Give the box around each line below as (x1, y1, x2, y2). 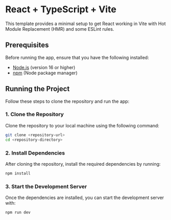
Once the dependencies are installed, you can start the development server (5, 194, 164, 201)
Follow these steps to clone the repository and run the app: (5, 98, 130, 104)
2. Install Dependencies (5, 149, 65, 157)
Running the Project (5, 84, 70, 93)
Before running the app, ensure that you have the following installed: (5, 54, 149, 60)
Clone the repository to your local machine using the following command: (5, 122, 160, 128)
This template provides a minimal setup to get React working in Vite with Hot (5, 20, 166, 27)
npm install (5, 170, 31, 176)
